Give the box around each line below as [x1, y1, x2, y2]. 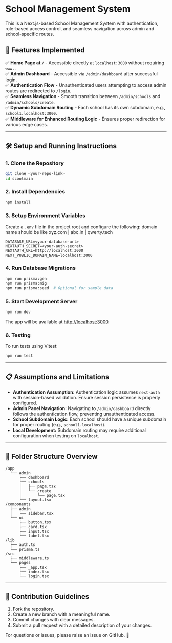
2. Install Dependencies [5, 188, 66, 196]
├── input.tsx [18, 529, 50, 534]
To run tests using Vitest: [5, 343, 58, 349]
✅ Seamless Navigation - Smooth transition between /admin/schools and [5, 93, 161, 99]
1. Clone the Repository [5, 160, 64, 167]
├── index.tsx [18, 569, 50, 574]
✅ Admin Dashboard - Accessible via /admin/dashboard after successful [5, 70, 158, 77]
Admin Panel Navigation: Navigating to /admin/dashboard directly [12, 405, 151, 411]
